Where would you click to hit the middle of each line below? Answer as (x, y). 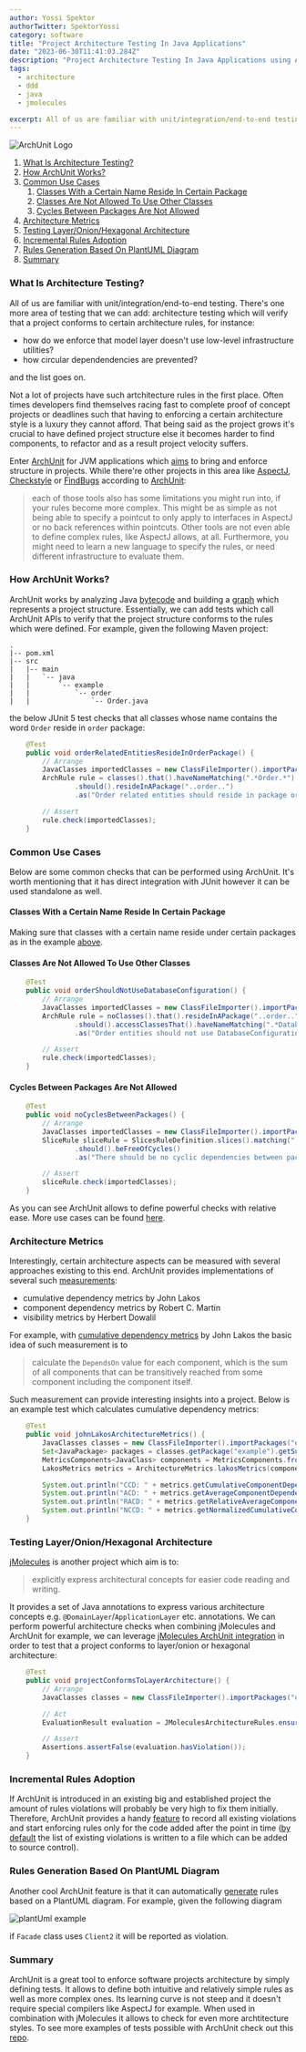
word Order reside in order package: (77, 727)
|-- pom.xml (32, 653)
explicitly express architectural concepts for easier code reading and (160, 1580)
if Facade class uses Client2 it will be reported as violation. (119, 1936)
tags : (20, 69)
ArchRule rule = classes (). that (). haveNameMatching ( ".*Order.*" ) (169, 779)
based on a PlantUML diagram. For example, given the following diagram (146, 1901)
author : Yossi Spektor (52, 18)
